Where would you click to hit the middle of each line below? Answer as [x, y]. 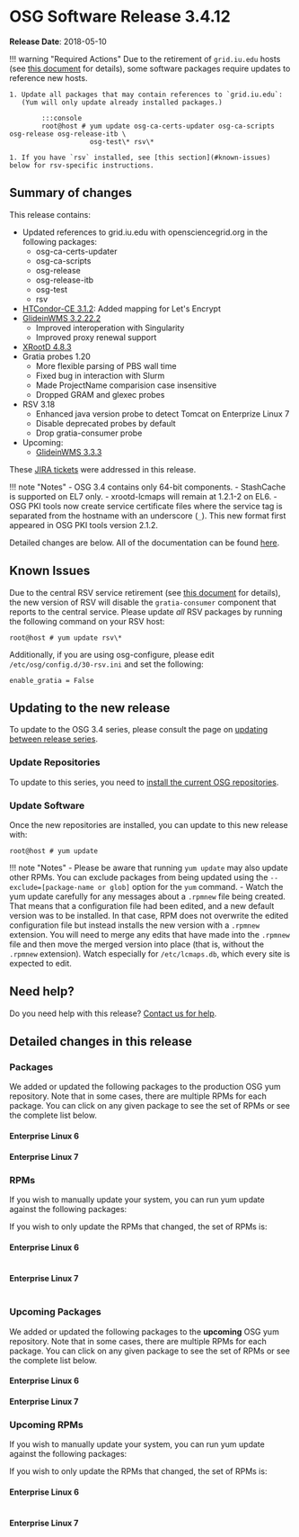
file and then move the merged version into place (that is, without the [137, 944]
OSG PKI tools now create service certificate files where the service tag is [146, 506]
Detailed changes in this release [101, 1042]
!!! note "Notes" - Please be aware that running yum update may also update [149, 867]
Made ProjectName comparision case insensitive [126, 385]
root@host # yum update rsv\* [66, 638]
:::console [62, 118]
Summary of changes [71, 193]
